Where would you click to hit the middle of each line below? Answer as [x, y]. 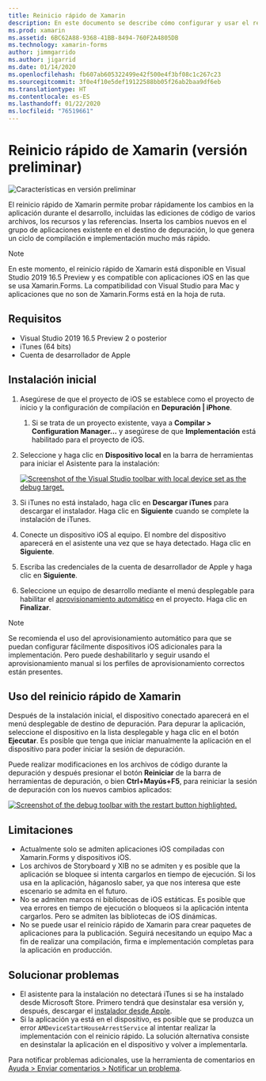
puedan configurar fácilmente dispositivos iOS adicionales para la [115, 646]
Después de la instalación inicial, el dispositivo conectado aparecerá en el [129, 716]
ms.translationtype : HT [47, 89]
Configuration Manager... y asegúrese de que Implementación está [144, 431]
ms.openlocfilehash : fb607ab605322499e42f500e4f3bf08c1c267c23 [115, 74]
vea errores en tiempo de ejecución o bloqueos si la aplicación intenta [134, 908]
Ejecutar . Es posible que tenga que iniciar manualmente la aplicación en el [130, 740]
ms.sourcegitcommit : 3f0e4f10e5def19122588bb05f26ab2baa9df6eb [115, 82]
